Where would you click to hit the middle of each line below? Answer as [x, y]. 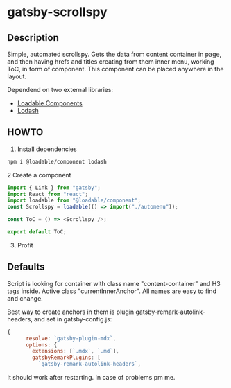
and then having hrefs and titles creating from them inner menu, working [111, 62]
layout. [17, 76]
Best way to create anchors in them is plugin [71, 312]
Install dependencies [47, 149]
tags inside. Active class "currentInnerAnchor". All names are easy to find [112, 291]
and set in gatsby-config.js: [73, 319]
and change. [25, 298]
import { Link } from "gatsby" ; [54, 188]
